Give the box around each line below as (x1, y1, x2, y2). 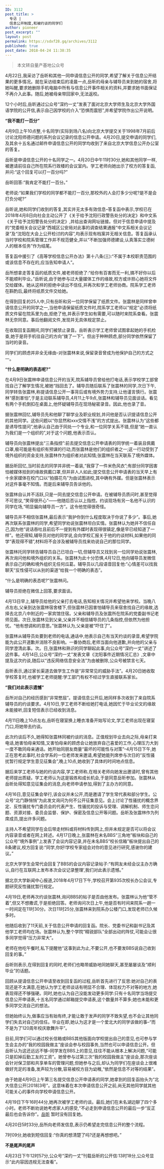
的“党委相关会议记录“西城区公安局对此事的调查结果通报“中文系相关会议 (5, 224, 148, 230)
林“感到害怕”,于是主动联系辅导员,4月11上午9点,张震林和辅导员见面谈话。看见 (5, 395, 158, 401)
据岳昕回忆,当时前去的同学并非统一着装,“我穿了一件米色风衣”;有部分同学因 (5, 463, 154, 468)
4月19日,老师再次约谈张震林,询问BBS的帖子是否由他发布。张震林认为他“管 (5, 893, 153, 899)
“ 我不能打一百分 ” (5, 118, 40, 124)
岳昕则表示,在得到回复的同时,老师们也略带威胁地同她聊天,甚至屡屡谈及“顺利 (5, 961, 156, 967)
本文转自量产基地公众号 (17, 62, 64, 68)
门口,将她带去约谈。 (5, 723, 45, 729)
